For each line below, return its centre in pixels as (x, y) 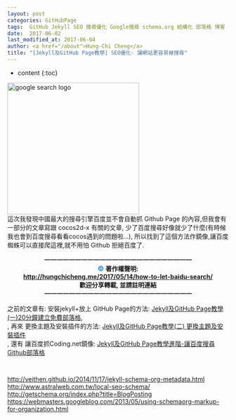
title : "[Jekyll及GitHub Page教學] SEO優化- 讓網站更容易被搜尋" (97, 53)
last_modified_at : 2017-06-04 (52, 40)
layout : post (26, 14)
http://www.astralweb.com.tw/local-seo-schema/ (79, 387)
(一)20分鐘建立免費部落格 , (45, 317)
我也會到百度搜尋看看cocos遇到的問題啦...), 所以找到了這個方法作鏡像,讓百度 (118, 236)
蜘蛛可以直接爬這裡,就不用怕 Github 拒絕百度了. (76, 245)
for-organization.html (38, 409)
